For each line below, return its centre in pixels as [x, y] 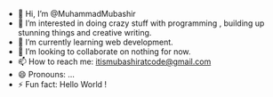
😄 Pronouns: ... [46, 74]
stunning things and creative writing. [84, 32]
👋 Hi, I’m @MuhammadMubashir [76, 14]
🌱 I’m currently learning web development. [95, 42]
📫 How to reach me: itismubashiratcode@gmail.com [114, 61]
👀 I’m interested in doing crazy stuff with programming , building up [141, 23]
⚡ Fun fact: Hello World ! [62, 84]
